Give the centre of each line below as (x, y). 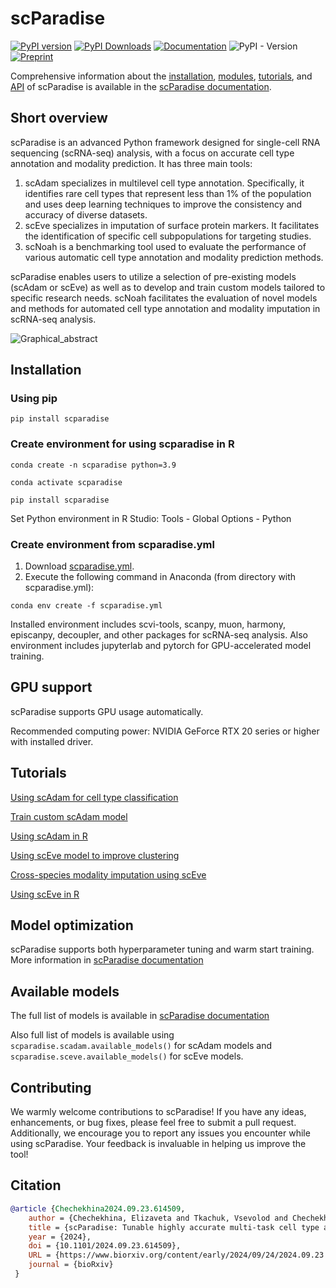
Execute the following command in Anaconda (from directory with (160, 577)
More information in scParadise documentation (107, 960)
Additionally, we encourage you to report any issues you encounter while (160, 1133)
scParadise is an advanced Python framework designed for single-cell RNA (165, 142)
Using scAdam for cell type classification (94, 797)
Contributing (51, 1087)
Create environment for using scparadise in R (122, 444)
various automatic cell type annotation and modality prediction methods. (174, 257)
